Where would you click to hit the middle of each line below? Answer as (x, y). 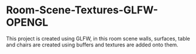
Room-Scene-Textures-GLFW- (82, 10)
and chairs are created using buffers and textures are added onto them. (92, 45)
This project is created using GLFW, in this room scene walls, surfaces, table (98, 38)
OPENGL (27, 22)
